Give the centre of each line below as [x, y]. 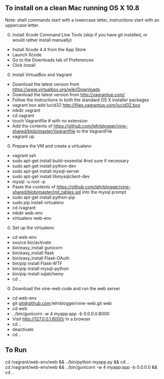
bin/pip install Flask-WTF [37, 263]
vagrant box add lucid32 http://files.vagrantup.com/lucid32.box [76, 105]
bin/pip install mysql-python [40, 268]
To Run [16, 350]
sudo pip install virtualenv [38, 202]
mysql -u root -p [29, 181]
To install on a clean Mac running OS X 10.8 [72, 8]
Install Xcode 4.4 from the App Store [49, 49]
